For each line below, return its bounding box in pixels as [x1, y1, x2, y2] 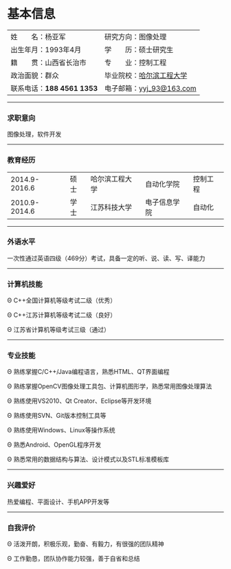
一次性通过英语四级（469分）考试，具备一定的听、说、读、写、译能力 [7, 254, 206, 262]
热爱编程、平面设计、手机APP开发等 [7, 498, 110, 506]
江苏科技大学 [90, 202, 133, 212]
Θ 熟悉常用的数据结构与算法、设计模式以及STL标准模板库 [7, 455, 170, 464]
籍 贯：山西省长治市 [10, 58, 87, 67]
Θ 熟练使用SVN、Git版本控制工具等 [7, 412, 107, 420]
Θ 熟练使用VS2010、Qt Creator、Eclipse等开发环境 [7, 397, 152, 405]
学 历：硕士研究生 [104, 45, 174, 54]
